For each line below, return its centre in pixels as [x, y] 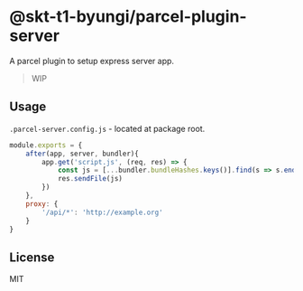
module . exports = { [46, 145]
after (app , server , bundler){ [83, 154]
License [32, 257]
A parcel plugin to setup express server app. [92, 61]
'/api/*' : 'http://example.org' [103, 212]
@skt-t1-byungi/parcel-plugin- [128, 17]
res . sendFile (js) [90, 179]
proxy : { [42, 204]
